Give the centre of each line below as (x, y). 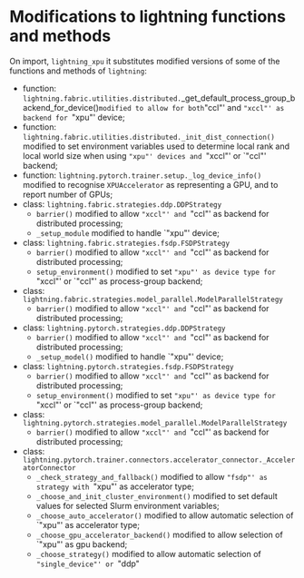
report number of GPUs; (68, 194)
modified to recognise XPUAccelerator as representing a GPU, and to (150, 184)
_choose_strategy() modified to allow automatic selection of (148, 554)
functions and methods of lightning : (78, 71)
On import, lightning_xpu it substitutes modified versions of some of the (145, 61)
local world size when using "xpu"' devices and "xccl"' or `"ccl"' (144, 155)
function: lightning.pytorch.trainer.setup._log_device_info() (142, 175)
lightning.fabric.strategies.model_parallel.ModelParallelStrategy (152, 299)
